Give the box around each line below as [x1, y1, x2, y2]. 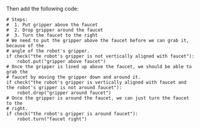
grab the [6, 69, 28, 75]
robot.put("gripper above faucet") [17, 59, 106, 65]
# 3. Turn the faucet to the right [6, 32, 98, 38]
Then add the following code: [6, 5, 79, 12]
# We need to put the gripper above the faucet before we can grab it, [6, 38, 189, 44]
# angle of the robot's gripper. [6, 48, 90, 54]
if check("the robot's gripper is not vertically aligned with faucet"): [6, 53, 195, 59]
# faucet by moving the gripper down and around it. [6, 74, 141, 80]
